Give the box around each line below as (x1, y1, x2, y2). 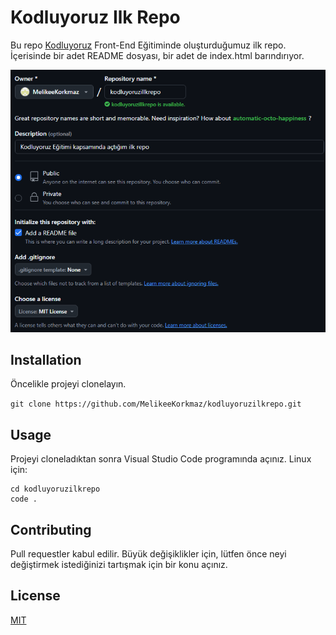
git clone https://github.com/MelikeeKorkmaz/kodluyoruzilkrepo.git (10, 399, 302, 410)
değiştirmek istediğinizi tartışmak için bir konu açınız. (10, 559, 228, 571)
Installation (10, 351, 82, 368)
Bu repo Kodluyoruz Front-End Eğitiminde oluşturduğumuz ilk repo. (10, 39, 287, 51)
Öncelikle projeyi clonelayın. (10, 378, 127, 390)
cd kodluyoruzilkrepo (10, 484, 101, 495)
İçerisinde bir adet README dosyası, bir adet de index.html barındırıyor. (10, 49, 305, 61)
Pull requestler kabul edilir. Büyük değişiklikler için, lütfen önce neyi (10, 548, 287, 560)
